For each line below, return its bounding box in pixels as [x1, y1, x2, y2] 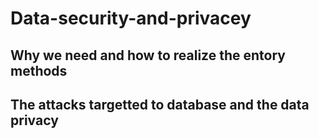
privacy [10, 112, 59, 129]
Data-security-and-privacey [10, 7, 252, 30]
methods [10, 62, 68, 79]
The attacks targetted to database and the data [10, 96, 310, 113]
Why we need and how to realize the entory [10, 47, 286, 64]
